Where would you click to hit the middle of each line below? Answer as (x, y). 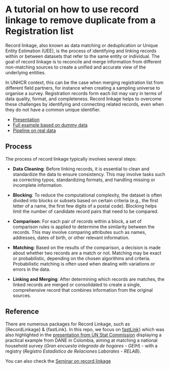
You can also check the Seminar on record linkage (58, 361)
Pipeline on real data (34, 130)
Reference (22, 311)
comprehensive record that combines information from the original (83, 290)
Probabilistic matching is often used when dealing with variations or (84, 264)
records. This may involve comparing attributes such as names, (79, 232)
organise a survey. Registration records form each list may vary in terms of (84, 93)
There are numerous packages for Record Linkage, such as (68, 324)
